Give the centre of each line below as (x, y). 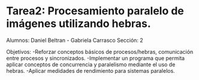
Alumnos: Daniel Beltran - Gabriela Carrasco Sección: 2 (75, 40)
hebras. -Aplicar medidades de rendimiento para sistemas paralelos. (91, 70)
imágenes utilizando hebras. (79, 24)
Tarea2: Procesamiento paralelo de (95, 11)
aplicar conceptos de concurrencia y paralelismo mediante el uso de (91, 64)
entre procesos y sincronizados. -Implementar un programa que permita (95, 58)
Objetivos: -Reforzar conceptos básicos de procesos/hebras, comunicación (100, 51)
